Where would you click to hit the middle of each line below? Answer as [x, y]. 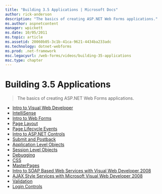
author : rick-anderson [28, 14]
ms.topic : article [24, 38]
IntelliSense [24, 113]
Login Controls [27, 187]
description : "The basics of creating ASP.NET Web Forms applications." [81, 19]
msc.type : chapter [24, 60]
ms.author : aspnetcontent [32, 23]
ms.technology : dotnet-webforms [38, 46]
